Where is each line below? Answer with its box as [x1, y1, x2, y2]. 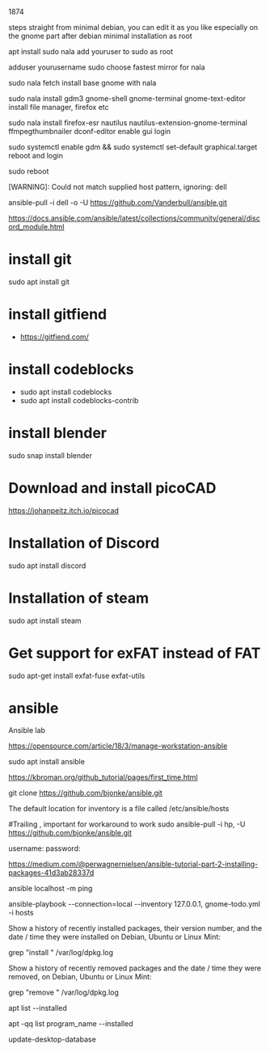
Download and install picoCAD [8, 478, 217, 497]
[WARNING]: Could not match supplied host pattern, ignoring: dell [8, 182, 228, 191]
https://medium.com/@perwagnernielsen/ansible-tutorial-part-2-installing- [8, 860, 259, 869]
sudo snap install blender [8, 450, 93, 460]
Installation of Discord [8, 533, 160, 552]
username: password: [8, 844, 81, 853]
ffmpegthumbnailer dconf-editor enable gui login [8, 127, 171, 136]
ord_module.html [8, 222, 65, 231]
